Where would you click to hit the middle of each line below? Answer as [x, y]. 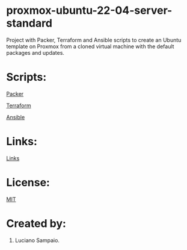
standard [29, 23]
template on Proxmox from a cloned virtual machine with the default [90, 46]
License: [28, 183]
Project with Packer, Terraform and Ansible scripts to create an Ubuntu [94, 40]
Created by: [36, 223]
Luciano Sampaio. [37, 240]
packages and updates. [35, 52]
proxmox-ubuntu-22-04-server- [89, 11]
